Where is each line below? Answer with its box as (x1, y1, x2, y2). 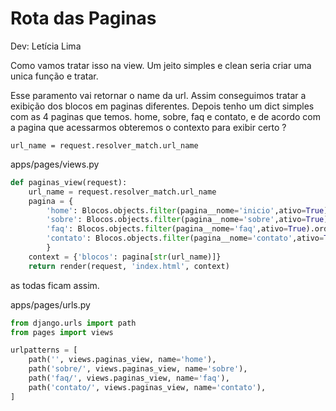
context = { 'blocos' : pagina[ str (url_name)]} (28, 252, 222, 262)
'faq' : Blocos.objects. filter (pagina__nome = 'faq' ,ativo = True (46, 224, 307, 234)
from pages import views (10, 327, 114, 337)
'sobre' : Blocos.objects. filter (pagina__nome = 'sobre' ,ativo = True (46, 215, 325, 225)
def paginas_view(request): (10, 177, 128, 187)
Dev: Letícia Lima (10, 40, 82, 52)
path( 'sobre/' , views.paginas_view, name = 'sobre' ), (28, 364, 248, 374)
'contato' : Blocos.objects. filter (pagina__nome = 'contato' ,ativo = (46, 233, 325, 244)
